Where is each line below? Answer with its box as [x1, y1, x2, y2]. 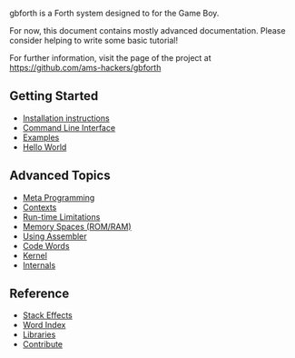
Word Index [22, 320, 66, 331]
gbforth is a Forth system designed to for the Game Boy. [9, 8, 220, 18]
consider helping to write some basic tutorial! [9, 35, 179, 45]
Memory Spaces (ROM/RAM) [22, 221, 132, 232]
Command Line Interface [22, 122, 116, 133]
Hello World [22, 141, 67, 153]
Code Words [22, 240, 70, 251]
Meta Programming [22, 192, 95, 203]
